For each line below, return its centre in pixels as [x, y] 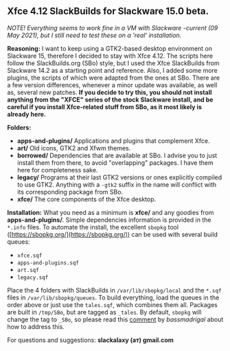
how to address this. [36, 326]
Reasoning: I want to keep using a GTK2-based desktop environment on [110, 48]
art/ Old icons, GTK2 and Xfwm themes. [74, 148]
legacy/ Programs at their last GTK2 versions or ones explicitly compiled [119, 177]
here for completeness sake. [57, 170]
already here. [27, 114]
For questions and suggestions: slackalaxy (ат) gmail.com [90, 340]
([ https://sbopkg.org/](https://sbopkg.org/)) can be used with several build [113, 234]
